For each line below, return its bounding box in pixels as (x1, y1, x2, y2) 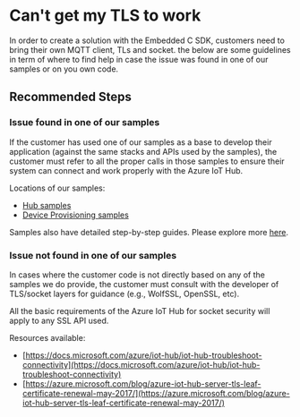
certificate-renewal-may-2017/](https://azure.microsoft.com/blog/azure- (21, 387, 291, 398)
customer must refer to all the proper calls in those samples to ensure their (9, 156, 285, 166)
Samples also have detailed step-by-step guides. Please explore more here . (9, 226, 289, 237)
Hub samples (21, 200, 72, 210)
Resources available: (9, 332, 86, 343)
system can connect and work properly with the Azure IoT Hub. (9, 165, 244, 175)
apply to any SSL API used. (9, 315, 109, 326)
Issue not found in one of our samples (9, 249, 177, 261)
